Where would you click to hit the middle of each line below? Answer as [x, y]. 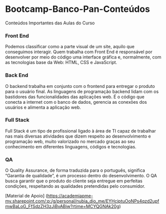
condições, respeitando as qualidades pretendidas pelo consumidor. [75, 186]
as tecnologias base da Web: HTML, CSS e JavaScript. [61, 63]
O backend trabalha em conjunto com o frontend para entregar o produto [80, 86]
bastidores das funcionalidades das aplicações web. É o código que [75, 97]
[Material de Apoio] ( [26, 196]
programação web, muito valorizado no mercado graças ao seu [70, 141]
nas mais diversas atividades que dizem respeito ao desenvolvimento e [78, 136]
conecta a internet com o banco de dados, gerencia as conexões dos [76, 102]
